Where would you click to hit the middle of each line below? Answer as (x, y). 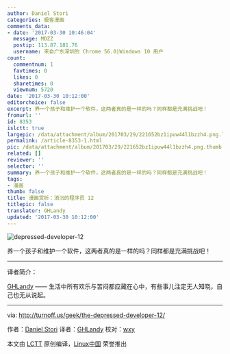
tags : (15, 179)
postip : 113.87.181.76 (46, 45)
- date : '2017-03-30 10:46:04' (52, 33)
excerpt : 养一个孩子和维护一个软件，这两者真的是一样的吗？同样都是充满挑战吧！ (107, 109)
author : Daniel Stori (38, 13)
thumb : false (26, 192)
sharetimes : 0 (33, 84)
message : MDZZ (33, 39)
